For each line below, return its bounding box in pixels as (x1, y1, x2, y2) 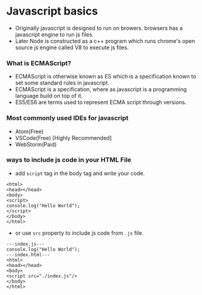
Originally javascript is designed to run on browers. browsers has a (15, 24, 183, 32)
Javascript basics (6, 4, 99, 18)
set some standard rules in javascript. (15, 79, 110, 86)
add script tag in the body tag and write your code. (15, 169, 145, 177)
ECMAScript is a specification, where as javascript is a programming (15, 86, 187, 93)
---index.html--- (6, 251, 50, 258)
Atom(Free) (15, 128, 44, 135)
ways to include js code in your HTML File (6, 156, 132, 164)
